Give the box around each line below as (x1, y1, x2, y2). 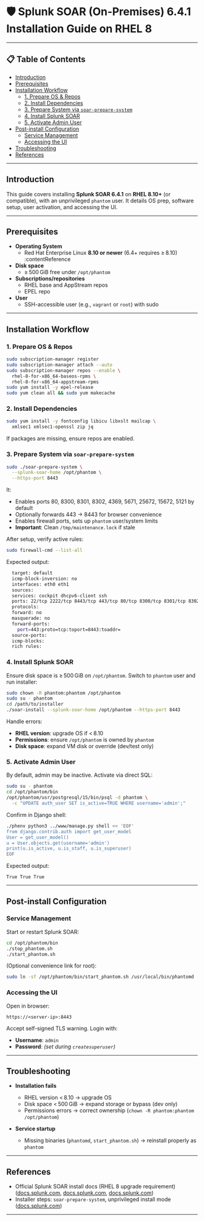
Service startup (15, 1125, 56, 1132)
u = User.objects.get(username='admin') (6, 840, 110, 846)
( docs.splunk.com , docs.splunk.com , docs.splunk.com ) (15, 1189, 154, 1197)
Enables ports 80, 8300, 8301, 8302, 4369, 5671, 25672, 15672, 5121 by (15, 498, 194, 505)
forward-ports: (12, 621, 50, 627)
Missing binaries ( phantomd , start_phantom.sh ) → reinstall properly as (24, 1137, 197, 1144)
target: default (12, 570, 53, 576)
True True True (6, 874, 45, 880)
